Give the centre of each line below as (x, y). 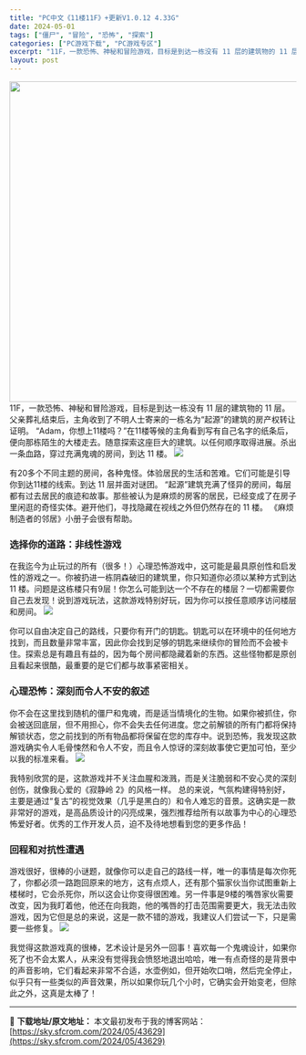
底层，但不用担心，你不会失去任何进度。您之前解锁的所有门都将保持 (168, 724)
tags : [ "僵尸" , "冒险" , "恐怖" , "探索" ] (82, 35)
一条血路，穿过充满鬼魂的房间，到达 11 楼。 (91, 454)
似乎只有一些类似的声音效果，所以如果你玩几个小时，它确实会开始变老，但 (149, 981)
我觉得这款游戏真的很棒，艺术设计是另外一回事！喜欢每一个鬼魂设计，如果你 (153, 947)
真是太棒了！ (73, 993)
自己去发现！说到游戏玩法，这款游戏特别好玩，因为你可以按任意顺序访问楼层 (153, 601)
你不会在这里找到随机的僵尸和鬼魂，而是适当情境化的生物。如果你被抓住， (149, 713)
